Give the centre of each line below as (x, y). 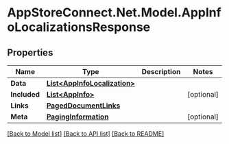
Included (25, 94)
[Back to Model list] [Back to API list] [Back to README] (86, 134)
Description (161, 72)
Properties (30, 52)
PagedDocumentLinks (83, 106)
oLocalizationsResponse (79, 27)
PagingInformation (77, 117)
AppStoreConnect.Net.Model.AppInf (114, 13)
